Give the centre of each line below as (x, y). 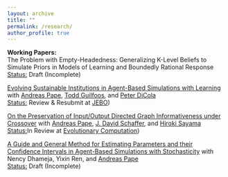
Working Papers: (32, 53)
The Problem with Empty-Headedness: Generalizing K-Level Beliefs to (107, 60)
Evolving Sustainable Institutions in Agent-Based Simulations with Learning (114, 88)
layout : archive (30, 13)
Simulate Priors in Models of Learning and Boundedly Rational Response (111, 67)
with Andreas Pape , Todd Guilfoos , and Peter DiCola (81, 95)
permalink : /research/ (40, 26)
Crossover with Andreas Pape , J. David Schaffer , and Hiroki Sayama (104, 123)
